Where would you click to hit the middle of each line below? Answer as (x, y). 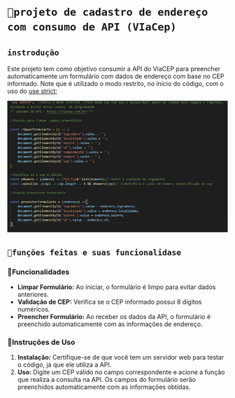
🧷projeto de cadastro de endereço (108, 12)
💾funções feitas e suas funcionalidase (94, 252)
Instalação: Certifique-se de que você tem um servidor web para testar (121, 358)
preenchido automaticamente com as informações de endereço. (110, 324)
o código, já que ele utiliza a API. (64, 365)
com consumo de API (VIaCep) (92, 28)
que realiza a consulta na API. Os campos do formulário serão (106, 380)
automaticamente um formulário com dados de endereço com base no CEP (116, 76)
